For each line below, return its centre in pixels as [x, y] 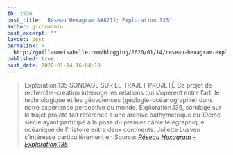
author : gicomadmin [35, 26]
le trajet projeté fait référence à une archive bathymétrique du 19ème [122, 115]
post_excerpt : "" [32, 33]
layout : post [26, 40]
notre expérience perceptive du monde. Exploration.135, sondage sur [123, 107]
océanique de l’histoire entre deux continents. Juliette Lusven [112, 129]
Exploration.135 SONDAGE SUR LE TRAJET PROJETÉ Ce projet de [118, 85]
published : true [31, 59]
